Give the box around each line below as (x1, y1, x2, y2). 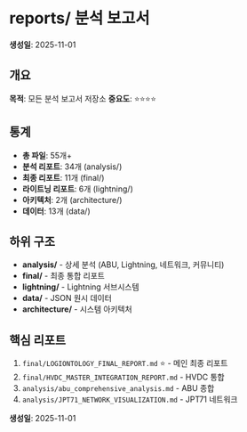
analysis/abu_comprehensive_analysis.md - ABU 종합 (21, 383, 215, 394)
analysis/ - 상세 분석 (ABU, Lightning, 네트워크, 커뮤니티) (21, 259, 225, 270)
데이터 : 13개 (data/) (21, 206, 91, 216)
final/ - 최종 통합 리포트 (21, 271, 105, 281)
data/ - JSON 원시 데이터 (21, 293, 113, 304)
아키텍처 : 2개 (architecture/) (21, 194, 123, 205)
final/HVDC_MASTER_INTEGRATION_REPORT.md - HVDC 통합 (21, 371, 225, 383)
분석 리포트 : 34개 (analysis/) (21, 161, 123, 172)
